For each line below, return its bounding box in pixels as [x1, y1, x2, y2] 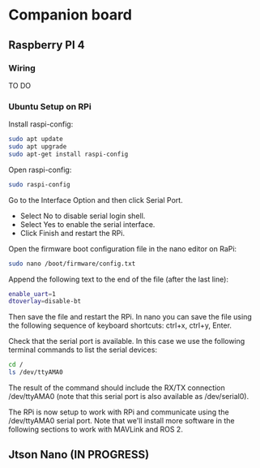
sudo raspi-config [8, 180, 70, 188]
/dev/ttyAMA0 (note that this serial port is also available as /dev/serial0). [8, 392, 249, 401]
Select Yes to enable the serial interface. [19, 219, 156, 229]
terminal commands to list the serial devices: [8, 345, 158, 354]
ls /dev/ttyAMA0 [8, 368, 63, 376]
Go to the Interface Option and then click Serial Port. [8, 195, 184, 204]
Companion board [8, 6, 132, 24]
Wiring [8, 62, 36, 74]
